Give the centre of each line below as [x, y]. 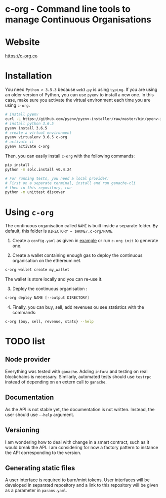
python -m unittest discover [35, 192]
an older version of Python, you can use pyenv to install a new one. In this [80, 95]
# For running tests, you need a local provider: [57, 178]
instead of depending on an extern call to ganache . [56, 382]
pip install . [20, 165]
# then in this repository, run [38, 188]
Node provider [28, 359]
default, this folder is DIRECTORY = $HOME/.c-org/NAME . [59, 231]
